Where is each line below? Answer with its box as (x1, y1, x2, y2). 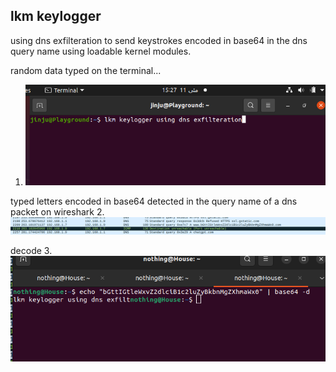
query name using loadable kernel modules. (10, 45, 192, 57)
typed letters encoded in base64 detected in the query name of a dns (10, 195, 298, 208)
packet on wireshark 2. (10, 206, 105, 218)
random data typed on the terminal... (10, 64, 162, 76)
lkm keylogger (10, 8, 102, 25)
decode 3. (10, 244, 53, 256)
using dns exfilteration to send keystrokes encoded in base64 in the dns (10, 34, 308, 46)
